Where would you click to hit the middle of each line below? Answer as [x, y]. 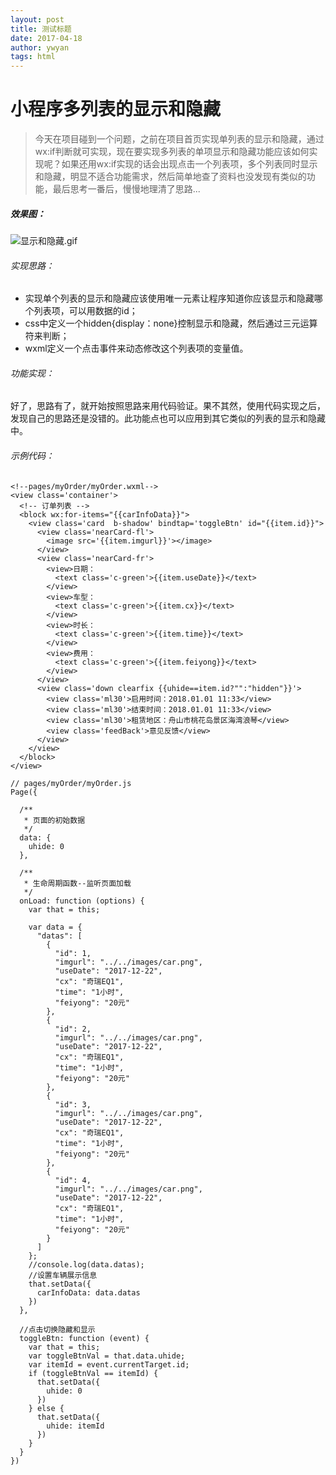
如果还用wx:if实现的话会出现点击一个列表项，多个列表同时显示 [189, 164]
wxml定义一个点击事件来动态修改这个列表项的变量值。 [136, 348]
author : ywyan [40, 47]
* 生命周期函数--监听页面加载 [77, 883]
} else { [46, 1408]
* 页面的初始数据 [54, 820]
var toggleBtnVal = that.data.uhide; [107, 1356]
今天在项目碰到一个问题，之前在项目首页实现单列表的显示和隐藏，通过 [179, 139]
